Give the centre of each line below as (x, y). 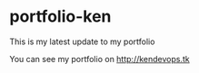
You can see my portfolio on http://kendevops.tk (99, 59)
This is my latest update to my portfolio (82, 41)
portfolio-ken (60, 17)
